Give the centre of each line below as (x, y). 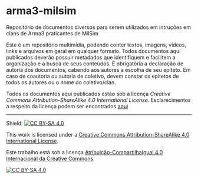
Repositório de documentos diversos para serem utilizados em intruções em (99, 27)
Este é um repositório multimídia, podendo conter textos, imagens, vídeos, (96, 45)
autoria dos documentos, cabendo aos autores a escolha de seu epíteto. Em (98, 69)
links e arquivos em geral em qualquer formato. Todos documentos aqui (93, 51)
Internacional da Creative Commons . (51, 158)
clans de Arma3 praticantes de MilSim (52, 33)
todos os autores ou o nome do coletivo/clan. (61, 82)
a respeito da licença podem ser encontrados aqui (67, 106)
